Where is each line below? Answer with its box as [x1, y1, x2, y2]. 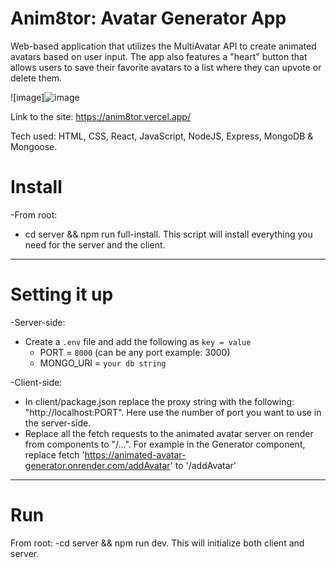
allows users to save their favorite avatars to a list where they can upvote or [10, 61, 322, 73]
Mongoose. [10, 140, 58, 152]
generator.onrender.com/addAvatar [24, 459, 171, 471]
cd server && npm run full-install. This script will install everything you [24, 228, 313, 240]
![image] [10, 91, 45, 103]
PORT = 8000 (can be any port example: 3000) [39, 346, 231, 358]
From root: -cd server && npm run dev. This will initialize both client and [10, 537, 305, 549]
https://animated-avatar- [84, 448, 187, 461]
